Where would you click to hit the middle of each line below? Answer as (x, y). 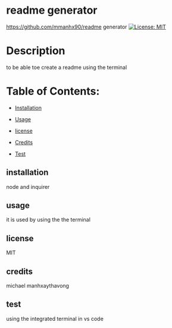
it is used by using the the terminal (49, 220)
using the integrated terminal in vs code (55, 318)
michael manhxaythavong (38, 286)
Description (36, 51)
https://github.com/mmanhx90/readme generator (67, 27)
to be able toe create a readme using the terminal (67, 67)
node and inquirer (28, 187)
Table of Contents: (53, 91)
